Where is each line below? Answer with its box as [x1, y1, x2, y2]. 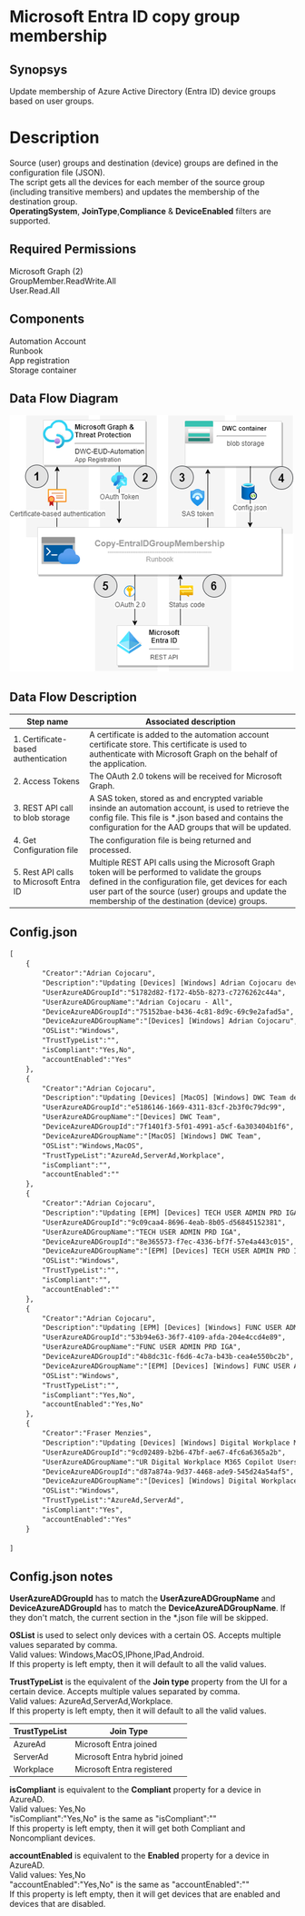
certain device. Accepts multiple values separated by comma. [9, 1686, 241, 1697]
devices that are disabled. [9, 1898, 106, 1909]
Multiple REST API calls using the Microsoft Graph [89, 857, 275, 868]
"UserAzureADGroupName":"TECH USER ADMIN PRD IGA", [42, 1227, 242, 1236]
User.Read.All [9, 284, 61, 296]
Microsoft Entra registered [74, 1764, 172, 1775]
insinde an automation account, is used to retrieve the [89, 802, 290, 814]
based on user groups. [9, 95, 94, 106]
